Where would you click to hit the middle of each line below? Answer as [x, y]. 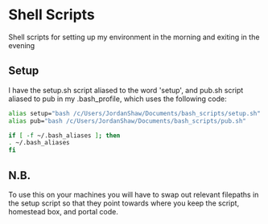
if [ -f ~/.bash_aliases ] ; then [64, 135]
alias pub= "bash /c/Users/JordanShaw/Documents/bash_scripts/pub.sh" [128, 121]
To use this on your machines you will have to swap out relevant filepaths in [134, 194]
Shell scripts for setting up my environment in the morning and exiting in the [134, 37]
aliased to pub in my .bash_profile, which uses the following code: [118, 99]
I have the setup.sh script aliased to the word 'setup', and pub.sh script [126, 90]
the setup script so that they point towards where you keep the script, [124, 203]
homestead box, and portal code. [63, 211]
